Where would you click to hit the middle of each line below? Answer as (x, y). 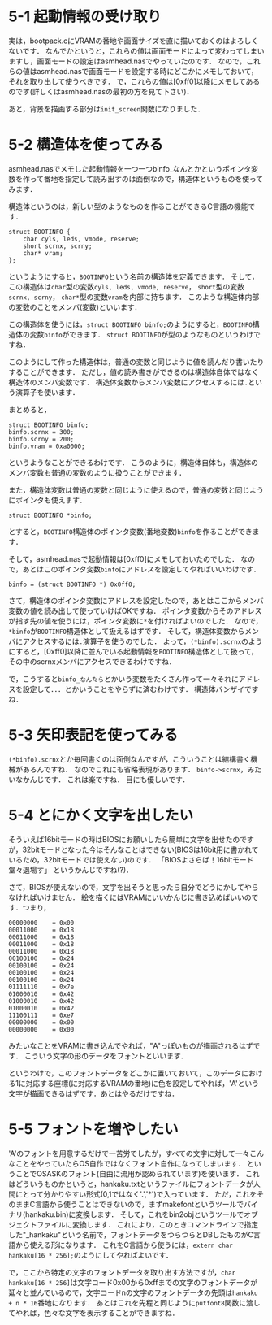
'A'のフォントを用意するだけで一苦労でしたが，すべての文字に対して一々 (129, 1153)
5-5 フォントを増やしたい (93, 1129)
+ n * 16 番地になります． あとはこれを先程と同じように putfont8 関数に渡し (134, 1302)
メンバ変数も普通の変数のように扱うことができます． (97, 472)
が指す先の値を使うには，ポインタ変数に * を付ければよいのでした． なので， (136, 621)
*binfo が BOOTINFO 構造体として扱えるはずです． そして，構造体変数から (127, 631)
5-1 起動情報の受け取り (85, 17)
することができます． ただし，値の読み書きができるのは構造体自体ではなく (134, 371)
